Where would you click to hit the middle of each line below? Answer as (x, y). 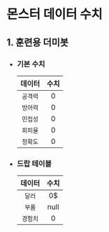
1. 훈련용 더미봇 (38, 42)
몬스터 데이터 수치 (54, 14)
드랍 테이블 (34, 164)
